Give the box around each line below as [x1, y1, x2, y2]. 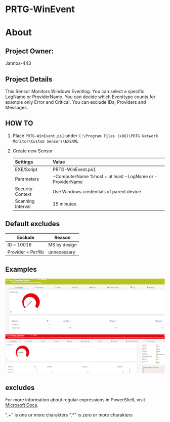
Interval [15, 203, 31, 209]
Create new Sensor [12, 148, 53, 154]
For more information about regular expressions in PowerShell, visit [5, 397, 145, 403]
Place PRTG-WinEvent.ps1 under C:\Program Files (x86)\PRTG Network [12, 133, 158, 139]
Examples [5, 265, 37, 274]
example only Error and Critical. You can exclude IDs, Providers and [5, 99, 146, 105]
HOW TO [5, 119, 33, 128]
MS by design [48, 242, 77, 248]
